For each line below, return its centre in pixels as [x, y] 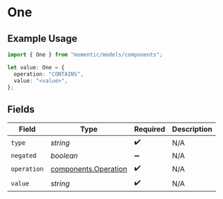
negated [24, 156]
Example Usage [42, 39]
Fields [21, 109]
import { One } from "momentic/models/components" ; [85, 55]
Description [192, 130]
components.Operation [89, 169]
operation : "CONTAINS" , [48, 74]
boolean [64, 156]
